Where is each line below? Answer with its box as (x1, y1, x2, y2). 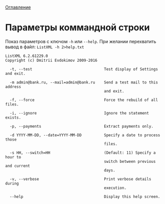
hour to (5, 154, 22, 160)
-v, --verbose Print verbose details (10, 176, 151, 181)
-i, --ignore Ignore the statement (10, 111, 149, 116)
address (5, 84, 22, 89)
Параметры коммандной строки (5, 22, 150, 33)
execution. (104, 185, 127, 190)
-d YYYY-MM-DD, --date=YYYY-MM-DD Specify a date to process (10, 133, 160, 138)
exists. (5, 115, 22, 120)
